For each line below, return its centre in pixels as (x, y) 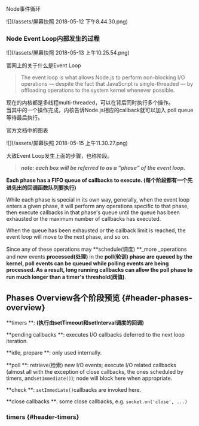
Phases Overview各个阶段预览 (63, 298)
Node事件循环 (23, 9)
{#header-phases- (157, 298)
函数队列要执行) (57, 188)
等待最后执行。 (25, 118)
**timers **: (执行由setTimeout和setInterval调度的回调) (75, 323)
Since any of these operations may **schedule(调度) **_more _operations (97, 249)
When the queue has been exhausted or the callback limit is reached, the (96, 230)
